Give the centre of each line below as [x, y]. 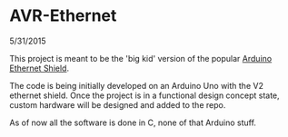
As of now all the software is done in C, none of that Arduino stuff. [133, 122]
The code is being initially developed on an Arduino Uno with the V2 [136, 85]
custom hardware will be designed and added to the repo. [118, 104]
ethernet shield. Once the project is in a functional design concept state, [144, 95]
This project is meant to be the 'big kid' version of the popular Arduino [141, 58]
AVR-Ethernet [63, 16]
